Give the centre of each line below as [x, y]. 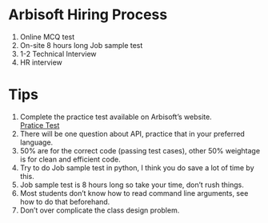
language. [36, 142]
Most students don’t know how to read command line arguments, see [134, 193]
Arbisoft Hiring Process [88, 15]
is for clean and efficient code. [70, 159]
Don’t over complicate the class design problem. [100, 210]
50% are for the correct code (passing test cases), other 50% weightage [140, 150]
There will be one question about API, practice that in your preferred [132, 133]
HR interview [41, 62]
